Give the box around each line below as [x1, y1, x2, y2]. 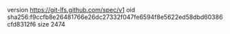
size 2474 [37, 20, 65, 28]
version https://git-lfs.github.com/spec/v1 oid [7, 6, 136, 14]
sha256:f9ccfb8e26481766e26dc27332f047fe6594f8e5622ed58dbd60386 [7, 13, 223, 21]
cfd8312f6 [7, 20, 36, 28]
